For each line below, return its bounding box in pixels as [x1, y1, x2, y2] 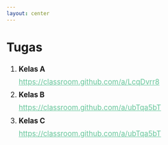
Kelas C [19, 116, 46, 125]
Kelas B [19, 90, 45, 100]
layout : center [6, 10, 50, 17]
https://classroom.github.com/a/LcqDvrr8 [19, 77, 160, 86]
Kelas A [19, 64, 46, 74]
